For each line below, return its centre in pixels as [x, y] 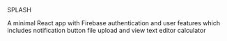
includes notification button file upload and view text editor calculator [107, 30]
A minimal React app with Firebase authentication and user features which [114, 23]
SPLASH [19, 10]
